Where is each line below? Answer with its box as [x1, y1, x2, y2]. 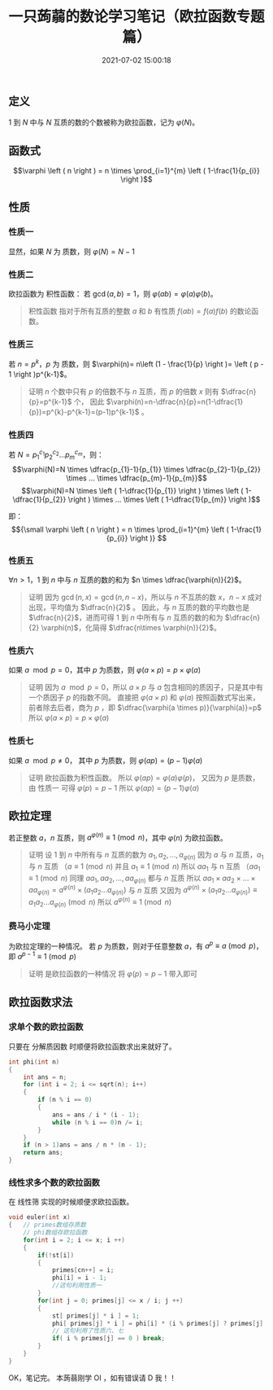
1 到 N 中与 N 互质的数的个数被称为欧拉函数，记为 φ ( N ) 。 [8, 117, 200, 127]
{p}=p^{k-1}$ [28, 397, 72, 407]
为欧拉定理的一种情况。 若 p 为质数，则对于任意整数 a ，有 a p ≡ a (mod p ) [8, 940, 256, 951]
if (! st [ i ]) [37, 1251, 75, 1259]
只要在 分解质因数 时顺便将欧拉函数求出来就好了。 [8, 1041, 176, 1051]
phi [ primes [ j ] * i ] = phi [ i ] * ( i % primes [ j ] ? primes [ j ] [51, 1319, 264, 1327]
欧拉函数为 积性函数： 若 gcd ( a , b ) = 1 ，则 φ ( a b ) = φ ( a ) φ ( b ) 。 [8, 289, 218, 299]
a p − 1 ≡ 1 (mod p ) [17, 950, 77, 962]
